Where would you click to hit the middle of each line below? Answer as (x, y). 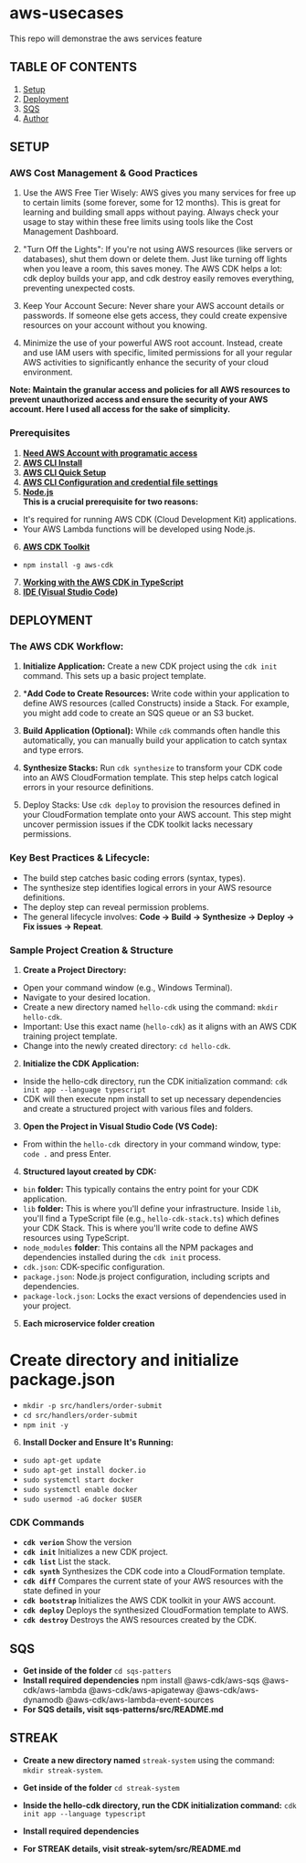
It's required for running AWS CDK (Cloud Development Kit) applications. (159, 519)
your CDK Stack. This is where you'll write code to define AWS (140, 1228)
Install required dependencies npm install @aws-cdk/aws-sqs (141, 1680)
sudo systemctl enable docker (80, 1489)
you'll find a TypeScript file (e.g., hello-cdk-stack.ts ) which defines (151, 1219)
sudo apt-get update (62, 1460)
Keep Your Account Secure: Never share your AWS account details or (153, 306)
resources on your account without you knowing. (115, 325)
